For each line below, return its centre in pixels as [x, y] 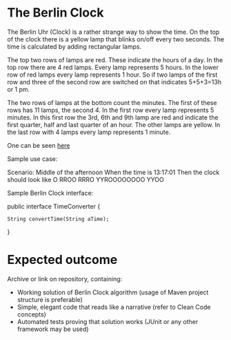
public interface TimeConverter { [54, 206]
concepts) [32, 314]
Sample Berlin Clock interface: [50, 193]
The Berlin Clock [56, 13]
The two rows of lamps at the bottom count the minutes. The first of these [112, 102]
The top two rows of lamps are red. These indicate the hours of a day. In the [115, 59]
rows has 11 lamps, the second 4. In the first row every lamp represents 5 [111, 110]
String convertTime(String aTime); [58, 219]
